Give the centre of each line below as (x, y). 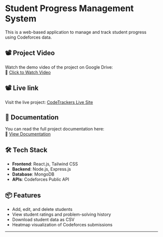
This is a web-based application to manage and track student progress (76, 32)
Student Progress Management (70, 8)
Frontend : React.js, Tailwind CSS (45, 164)
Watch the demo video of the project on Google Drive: (59, 67)
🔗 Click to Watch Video (28, 72)
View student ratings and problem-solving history (62, 214)
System (21, 19)
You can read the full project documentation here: (55, 129)
